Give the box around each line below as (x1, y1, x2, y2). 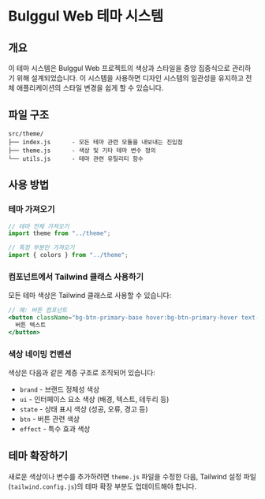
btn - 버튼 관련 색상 (19, 415, 80, 424)
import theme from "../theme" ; (8, 229, 111, 237)
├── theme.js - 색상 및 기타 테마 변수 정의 (8, 147, 156, 155)
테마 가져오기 (8, 204, 55, 215)
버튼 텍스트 (15, 321, 47, 330)
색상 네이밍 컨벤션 (8, 348, 73, 359)
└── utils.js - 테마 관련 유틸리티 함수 (8, 155, 144, 162)
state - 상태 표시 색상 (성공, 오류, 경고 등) (19, 404, 148, 414)
